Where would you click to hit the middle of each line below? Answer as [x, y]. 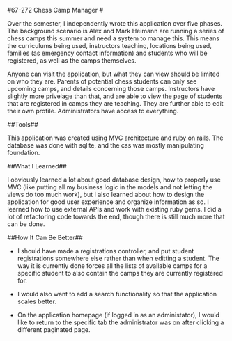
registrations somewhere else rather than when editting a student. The [118, 258]
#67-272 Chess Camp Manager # [55, 10]
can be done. [26, 224]
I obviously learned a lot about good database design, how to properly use [114, 180]
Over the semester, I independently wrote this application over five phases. [115, 23]
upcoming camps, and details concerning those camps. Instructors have [111, 89]
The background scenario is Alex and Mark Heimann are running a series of [116, 31]
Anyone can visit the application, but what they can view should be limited [114, 74]
